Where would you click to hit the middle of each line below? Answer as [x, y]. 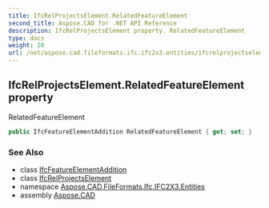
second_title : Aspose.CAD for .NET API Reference [93, 23]
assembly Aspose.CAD [58, 195]
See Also [26, 152]
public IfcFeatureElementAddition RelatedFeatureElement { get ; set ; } [130, 132]
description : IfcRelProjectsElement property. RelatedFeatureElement [127, 30]
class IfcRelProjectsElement [66, 178]
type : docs [26, 38]
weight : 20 [26, 46]
